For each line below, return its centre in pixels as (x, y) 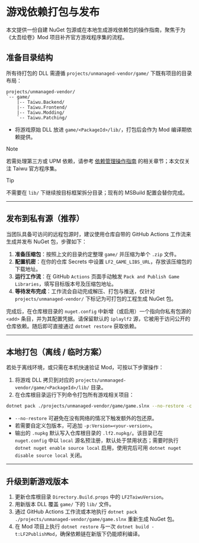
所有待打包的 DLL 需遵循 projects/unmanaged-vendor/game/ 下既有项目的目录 (99, 73)
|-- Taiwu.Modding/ (41, 112)
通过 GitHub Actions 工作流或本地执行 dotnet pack (76, 512)
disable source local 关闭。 (50, 455)
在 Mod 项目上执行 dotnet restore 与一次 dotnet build (82, 526)
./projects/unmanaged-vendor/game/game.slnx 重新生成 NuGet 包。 (96, 519)
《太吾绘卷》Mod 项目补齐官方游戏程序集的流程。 (67, 37)
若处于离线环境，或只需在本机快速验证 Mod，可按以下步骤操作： (85, 367)
